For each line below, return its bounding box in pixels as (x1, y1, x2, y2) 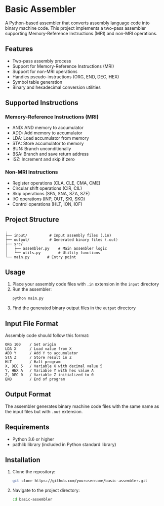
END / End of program (5, 377, 65, 382)
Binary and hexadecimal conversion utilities (12, 84, 101, 90)
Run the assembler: (12, 286, 52, 292)
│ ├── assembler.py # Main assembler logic (5, 246, 107, 251)
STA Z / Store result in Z (5, 355, 72, 360)
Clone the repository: (12, 469, 56, 475)
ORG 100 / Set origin (5, 342, 56, 347)
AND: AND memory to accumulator (12, 125, 84, 131)
